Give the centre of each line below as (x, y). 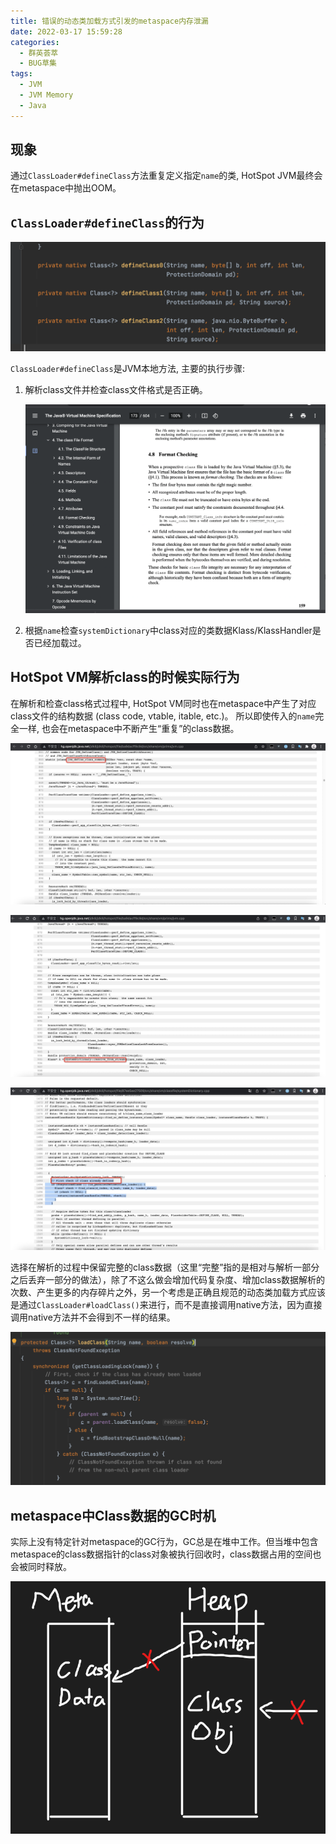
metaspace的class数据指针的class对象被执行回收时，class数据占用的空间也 (166, 1554)
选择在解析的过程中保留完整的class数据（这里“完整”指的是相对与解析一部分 (165, 1267)
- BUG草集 (38, 63)
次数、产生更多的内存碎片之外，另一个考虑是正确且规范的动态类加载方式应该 (168, 1292)
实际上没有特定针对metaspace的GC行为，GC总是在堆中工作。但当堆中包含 (164, 1542)
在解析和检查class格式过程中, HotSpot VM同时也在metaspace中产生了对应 (163, 703)
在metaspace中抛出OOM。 (66, 188)
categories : (35, 42)
